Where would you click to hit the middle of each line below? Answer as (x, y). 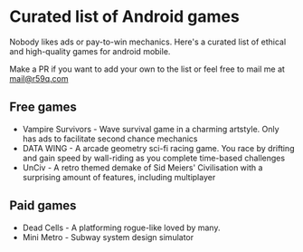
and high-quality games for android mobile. (90, 51)
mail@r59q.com (39, 78)
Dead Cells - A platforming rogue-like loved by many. (121, 228)
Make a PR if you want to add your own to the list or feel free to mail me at (147, 69)
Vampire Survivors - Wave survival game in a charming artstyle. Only (151, 129)
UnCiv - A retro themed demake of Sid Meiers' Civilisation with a (142, 167)
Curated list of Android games (124, 17)
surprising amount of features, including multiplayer (119, 177)
